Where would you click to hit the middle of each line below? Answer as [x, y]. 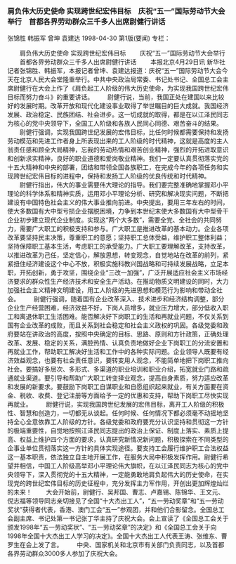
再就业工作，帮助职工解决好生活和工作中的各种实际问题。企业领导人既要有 [115, 352]
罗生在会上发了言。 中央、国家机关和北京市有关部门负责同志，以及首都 [116, 545]
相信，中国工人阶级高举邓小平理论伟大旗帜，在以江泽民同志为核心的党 [121, 466]
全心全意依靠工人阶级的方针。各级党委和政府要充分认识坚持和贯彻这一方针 [121, 422]
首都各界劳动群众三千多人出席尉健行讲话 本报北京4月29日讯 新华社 [123, 62]
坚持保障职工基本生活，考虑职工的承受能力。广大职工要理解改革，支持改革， [118, 247]
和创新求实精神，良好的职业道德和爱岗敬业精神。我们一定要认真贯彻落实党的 [118, 159]
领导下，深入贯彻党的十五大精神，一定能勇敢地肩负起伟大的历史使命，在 [118, 475]
